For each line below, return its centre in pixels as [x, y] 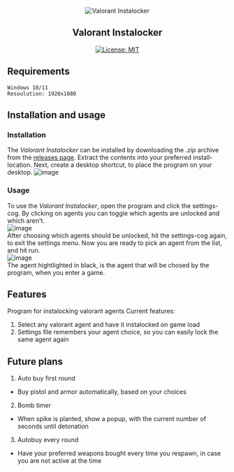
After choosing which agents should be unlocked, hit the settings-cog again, [117, 235]
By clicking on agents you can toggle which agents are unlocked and [120, 213]
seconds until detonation [53, 427]
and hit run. [24, 250]
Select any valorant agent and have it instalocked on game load [109, 325]
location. [20, 165]
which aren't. [26, 221]
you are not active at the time [59, 461]
